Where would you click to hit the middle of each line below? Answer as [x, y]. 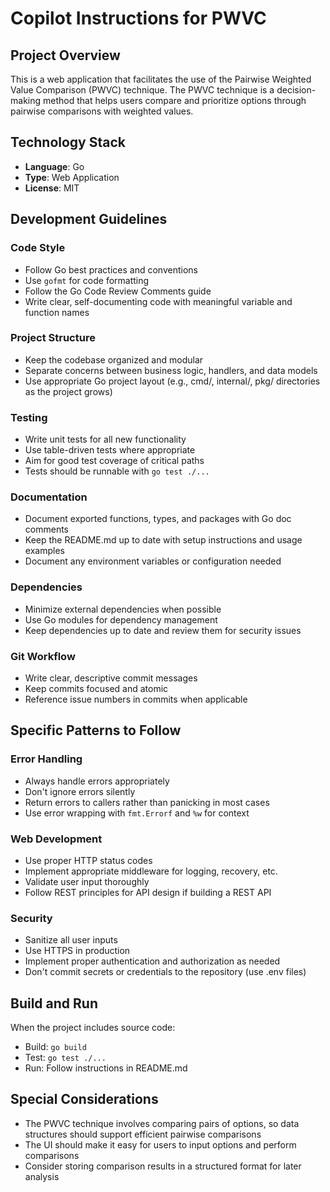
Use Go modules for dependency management [121, 619]
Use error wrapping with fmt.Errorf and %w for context [137, 813]
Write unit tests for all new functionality [105, 439]
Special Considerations [84, 1099]
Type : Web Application [72, 177]
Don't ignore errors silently [80, 791]
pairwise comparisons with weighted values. [102, 111]
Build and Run [54, 1003]
